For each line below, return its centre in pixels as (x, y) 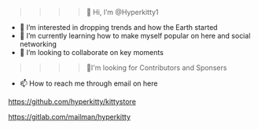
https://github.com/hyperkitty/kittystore (72, 101)
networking (38, 44)
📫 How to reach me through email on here (88, 83)
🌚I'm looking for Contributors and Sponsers (157, 68)
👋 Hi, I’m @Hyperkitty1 (122, 12)
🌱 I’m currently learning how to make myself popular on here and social (135, 36)
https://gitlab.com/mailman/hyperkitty (70, 117)
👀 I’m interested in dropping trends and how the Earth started (118, 27)
